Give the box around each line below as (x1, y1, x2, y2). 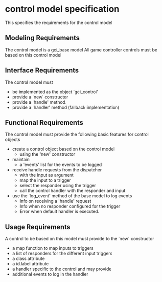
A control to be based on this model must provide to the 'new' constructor (5, 236, 154, 242)
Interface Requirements (5, 66, 79, 74)
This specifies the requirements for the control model (5, 20, 113, 25)
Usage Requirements (5, 223, 70, 231)
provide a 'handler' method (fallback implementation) (12, 104, 120, 110)
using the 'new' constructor (19, 151, 75, 157)
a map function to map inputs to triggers (12, 245, 94, 251)
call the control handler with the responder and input (19, 188, 126, 194)
